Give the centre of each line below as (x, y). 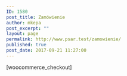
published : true (26, 45)
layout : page (22, 34)
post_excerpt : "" (28, 28)
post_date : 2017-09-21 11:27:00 (46, 50)
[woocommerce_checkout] (39, 67)
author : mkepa (24, 23)
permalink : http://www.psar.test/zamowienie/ (63, 39)
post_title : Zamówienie (36, 17)
